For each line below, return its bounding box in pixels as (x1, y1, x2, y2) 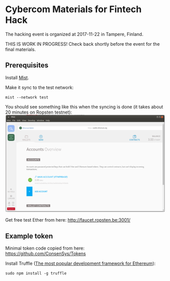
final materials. (5, 46, 36, 52)
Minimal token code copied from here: (5, 245, 85, 252)
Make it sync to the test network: (5, 84, 74, 90)
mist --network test (5, 95, 49, 100)
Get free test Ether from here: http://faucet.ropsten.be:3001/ (5, 217, 131, 223)
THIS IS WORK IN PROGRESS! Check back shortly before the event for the (5, 41, 160, 47)
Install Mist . (5, 75, 29, 81)
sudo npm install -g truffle (5, 271, 67, 276)
